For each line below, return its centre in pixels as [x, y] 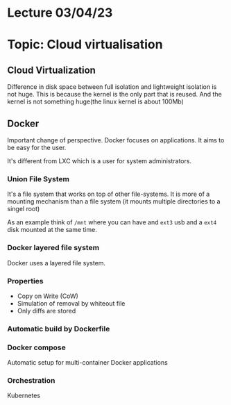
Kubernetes [24, 396]
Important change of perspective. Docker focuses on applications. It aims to [116, 140]
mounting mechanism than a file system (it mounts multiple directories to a [114, 201]
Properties [25, 281]
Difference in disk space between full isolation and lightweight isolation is [112, 87]
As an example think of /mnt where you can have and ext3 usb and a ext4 [112, 222]
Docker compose [36, 347]
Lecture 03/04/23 [60, 13]
